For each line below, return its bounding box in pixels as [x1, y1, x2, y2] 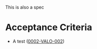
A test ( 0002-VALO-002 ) [12, 38, 65, 44]
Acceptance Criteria [5, 22, 92, 33]
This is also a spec [5, 4, 44, 10]
